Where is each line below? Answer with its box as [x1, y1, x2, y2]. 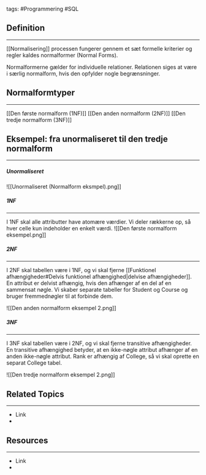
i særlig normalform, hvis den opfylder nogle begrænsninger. [6, 70, 161, 77]
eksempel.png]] [6, 231, 47, 238]
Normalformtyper [6, 88, 75, 98]
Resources [6, 435, 48, 446]
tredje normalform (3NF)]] [6, 116, 72, 123]
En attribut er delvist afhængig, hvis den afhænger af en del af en [6, 279, 172, 287]
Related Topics [6, 389, 64, 399]
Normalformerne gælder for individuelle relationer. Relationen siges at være [6, 63, 197, 70]
